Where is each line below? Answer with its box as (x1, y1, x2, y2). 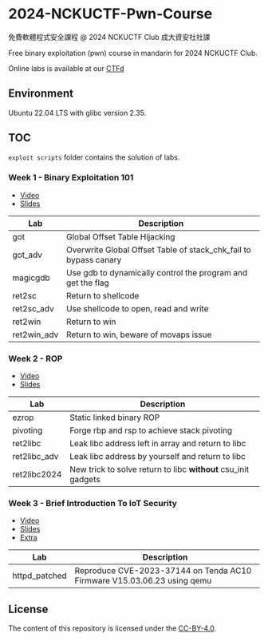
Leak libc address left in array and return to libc (69, 438, 246, 449)
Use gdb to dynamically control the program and (66, 267, 248, 278)
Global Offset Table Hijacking (66, 231, 175, 242)
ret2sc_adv (12, 303, 54, 314)
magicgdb (12, 272, 50, 283)
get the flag (66, 277, 109, 288)
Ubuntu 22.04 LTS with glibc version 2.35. (8, 108, 147, 117)
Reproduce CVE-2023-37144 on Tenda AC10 (74, 565, 252, 576)
